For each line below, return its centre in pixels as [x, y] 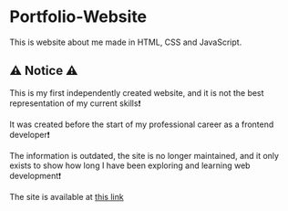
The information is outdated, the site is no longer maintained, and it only [144, 155]
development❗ [36, 175]
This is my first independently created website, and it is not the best [137, 92]
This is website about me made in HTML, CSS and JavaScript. [126, 42]
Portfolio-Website [78, 17]
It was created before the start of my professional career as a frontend [142, 124]
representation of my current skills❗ [75, 103]
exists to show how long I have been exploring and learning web [130, 165]
